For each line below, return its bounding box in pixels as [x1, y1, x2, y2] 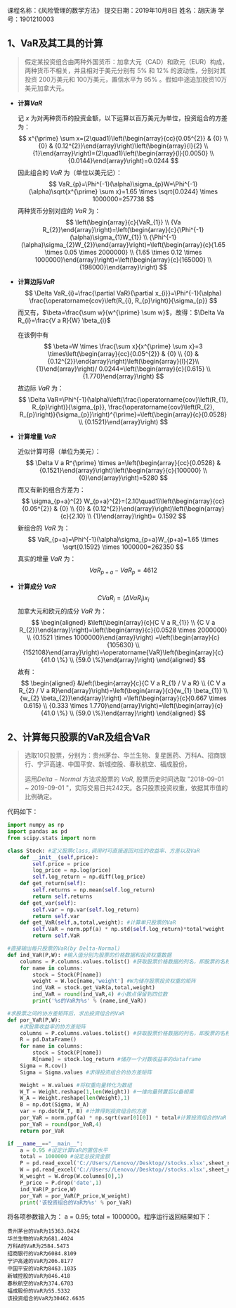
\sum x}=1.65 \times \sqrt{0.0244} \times [99, 187, 218, 196]
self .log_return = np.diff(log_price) [32, 873, 146, 881]
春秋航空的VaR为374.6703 [7, 1280, 74, 1288]
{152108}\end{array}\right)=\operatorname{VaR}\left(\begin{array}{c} [22, 648, 224, 656]
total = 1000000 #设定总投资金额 [20, 1153, 110, 1160]
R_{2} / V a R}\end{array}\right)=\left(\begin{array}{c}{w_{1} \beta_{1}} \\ [18, 687, 228, 695]
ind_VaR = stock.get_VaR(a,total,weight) [32, 984, 156, 991]
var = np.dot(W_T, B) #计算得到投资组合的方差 [20, 1107, 147, 1115]
